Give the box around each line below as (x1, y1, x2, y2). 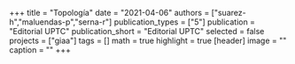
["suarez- (211, 8, 246, 18)
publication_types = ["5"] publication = (113, 17, 255, 27)
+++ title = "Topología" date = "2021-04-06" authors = (9, 8, 210, 18)
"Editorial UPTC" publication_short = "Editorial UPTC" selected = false (9, 26, 265, 36)
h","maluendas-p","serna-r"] (9, 17, 113, 27)
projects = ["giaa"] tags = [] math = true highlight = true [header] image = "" (9, 35, 287, 46)
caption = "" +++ (9, 45, 72, 55)
